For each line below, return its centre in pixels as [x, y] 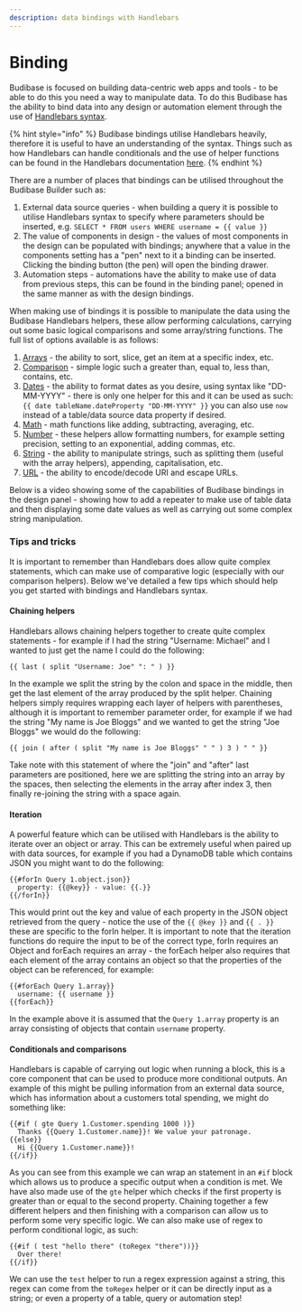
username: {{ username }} [66, 994]
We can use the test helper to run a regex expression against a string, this [147, 1279]
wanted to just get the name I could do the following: [107, 650]
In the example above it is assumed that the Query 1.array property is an [144, 1019]
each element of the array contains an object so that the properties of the [146, 960]
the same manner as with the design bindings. [108, 293]
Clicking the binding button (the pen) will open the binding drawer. [145, 265]
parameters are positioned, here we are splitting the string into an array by [147, 775]
